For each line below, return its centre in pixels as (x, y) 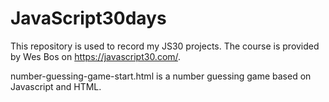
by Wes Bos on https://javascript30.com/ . (96, 56)
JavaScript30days (88, 18)
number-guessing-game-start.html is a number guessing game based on (161, 76)
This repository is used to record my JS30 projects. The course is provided (165, 46)
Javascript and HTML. (56, 86)
